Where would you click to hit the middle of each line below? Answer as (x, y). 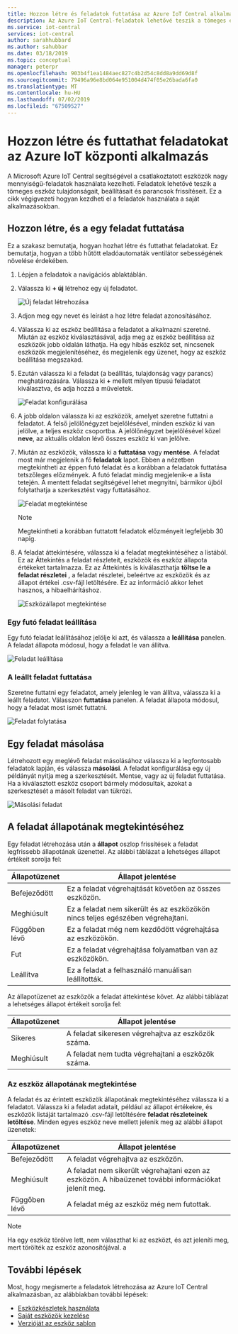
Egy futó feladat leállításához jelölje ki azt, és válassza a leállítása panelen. (117, 637)
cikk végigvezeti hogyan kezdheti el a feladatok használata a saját (103, 199)
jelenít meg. (86, 1189)
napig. (27, 538)
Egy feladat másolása (56, 744)
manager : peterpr (33, 67)
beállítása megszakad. (50, 360)
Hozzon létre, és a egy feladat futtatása (96, 229)
